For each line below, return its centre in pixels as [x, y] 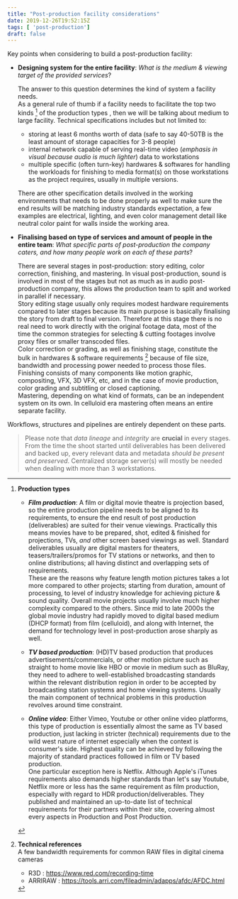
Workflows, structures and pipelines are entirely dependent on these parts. [117, 424]
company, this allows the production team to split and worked [141, 288]
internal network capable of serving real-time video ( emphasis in [123, 149]
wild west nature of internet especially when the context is [113, 741]
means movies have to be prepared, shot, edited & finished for [119, 533]
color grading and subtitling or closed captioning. [89, 388]
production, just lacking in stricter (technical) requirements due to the [129, 734]
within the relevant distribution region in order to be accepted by [122, 682]
